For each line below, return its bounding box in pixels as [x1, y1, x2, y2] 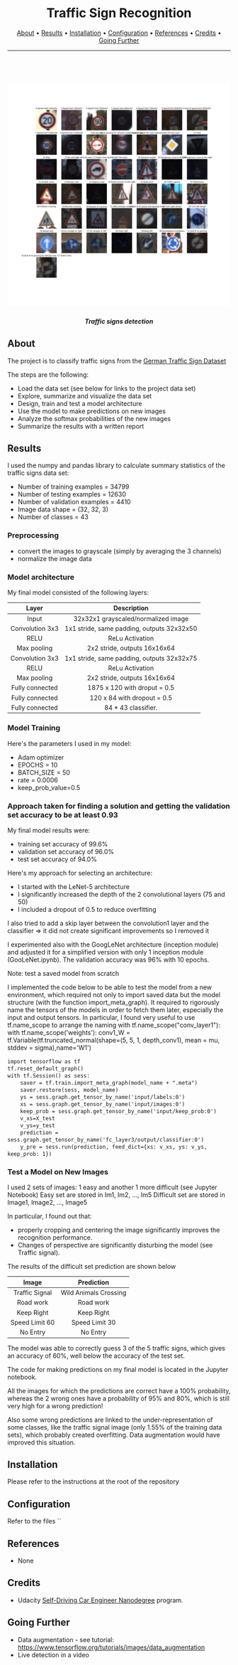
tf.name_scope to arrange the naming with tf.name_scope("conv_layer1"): [7, 1021, 221, 1029]
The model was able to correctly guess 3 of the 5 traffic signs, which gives [7, 1344, 225, 1352]
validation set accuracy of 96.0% [17, 848, 115, 856]
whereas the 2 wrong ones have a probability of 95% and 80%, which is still [7, 1394, 230, 1403]
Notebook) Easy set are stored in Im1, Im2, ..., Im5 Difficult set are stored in [7, 1191, 225, 1199]
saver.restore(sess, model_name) [20, 1087, 119, 1094]
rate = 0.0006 [17, 775, 59, 784]
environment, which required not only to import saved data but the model [7, 991, 221, 999]
